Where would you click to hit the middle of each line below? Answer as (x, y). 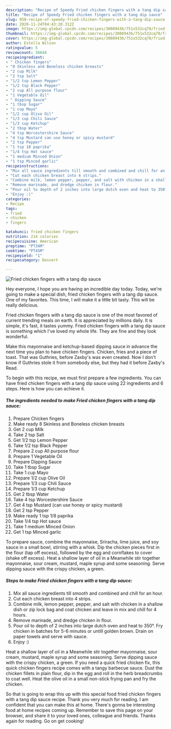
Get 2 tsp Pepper (31, 510)
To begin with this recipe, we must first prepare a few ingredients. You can (83, 378)
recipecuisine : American (32, 241)
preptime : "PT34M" (25, 246)
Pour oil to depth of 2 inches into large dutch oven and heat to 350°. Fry (88, 626)
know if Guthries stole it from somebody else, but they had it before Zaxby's (85, 363)
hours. (20, 615)
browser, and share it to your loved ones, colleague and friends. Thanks (81, 716)
